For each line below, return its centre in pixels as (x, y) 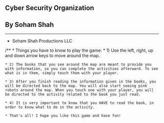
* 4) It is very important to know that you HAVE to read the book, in (79, 103)
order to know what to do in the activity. (50, 107)
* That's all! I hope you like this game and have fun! (63, 116)
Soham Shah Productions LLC (42, 41)
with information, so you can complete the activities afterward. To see (82, 69)
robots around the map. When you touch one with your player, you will (79, 90)
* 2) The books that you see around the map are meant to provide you (78, 65)
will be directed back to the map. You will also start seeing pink (76, 86)
